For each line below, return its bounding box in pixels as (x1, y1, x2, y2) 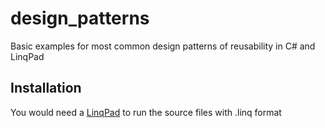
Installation (10, 80, 82, 97)
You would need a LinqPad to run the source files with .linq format (10, 106, 282, 118)
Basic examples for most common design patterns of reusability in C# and (10, 40, 316, 52)
